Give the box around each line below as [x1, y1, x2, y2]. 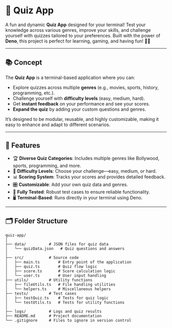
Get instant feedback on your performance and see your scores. [12, 100, 150, 107]
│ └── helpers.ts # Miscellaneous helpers [5, 286, 111, 292]
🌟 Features [5, 141, 40, 150]
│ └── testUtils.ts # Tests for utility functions [5, 300, 125, 305]
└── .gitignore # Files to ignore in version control [5, 318, 132, 323]
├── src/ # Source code [5, 255, 79, 260]
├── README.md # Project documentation [5, 314, 102, 319]
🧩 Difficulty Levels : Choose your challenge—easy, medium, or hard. [12, 168, 157, 174]
